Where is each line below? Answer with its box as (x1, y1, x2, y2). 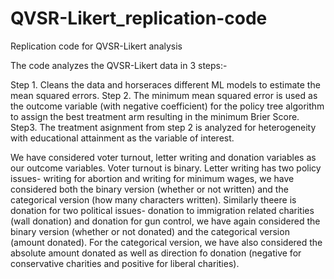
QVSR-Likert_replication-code (10, 7, 268, 30)
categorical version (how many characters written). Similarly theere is (10, 193, 297, 206)
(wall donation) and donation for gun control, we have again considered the (10, 215, 321, 227)
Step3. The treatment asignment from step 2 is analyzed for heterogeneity (10, 121, 317, 133)
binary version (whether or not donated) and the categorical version (10, 225, 290, 237)
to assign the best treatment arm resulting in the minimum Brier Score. (10, 110, 300, 122)
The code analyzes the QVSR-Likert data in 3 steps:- (10, 59, 228, 71)
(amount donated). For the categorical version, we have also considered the (10, 236, 323, 248)
